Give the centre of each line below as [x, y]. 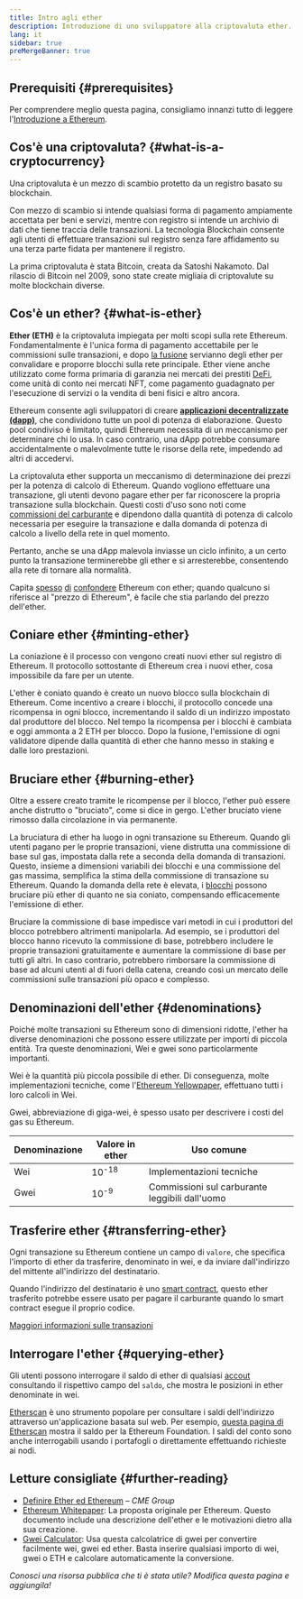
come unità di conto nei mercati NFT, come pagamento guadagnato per [142, 383]
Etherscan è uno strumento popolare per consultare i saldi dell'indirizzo [142, 1411]
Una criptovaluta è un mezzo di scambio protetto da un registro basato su [146, 183]
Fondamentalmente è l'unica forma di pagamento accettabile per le [134, 345]
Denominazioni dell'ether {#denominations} [136, 1008]
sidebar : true [36, 43]
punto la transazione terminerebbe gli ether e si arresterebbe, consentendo [149, 560]
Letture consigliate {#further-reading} [119, 1479]
